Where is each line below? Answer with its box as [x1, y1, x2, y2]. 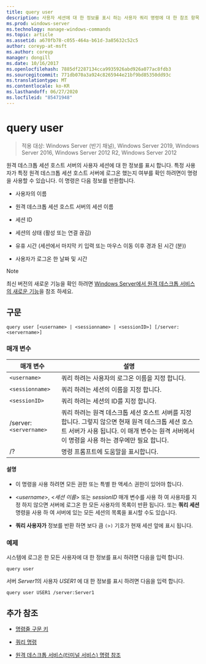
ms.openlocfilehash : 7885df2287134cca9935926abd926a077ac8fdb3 [6, 66, 172, 72]
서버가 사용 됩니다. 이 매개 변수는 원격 [68, 427, 170, 435]
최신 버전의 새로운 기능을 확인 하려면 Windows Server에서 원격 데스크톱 [6, 280, 179, 287]
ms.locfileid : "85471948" [6, 94, 72, 101]
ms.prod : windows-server [6, 20, 70, 26]
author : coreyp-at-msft [6, 44, 67, 50]
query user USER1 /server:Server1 [6, 590, 95, 596]
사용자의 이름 [15, 189, 47, 197]
